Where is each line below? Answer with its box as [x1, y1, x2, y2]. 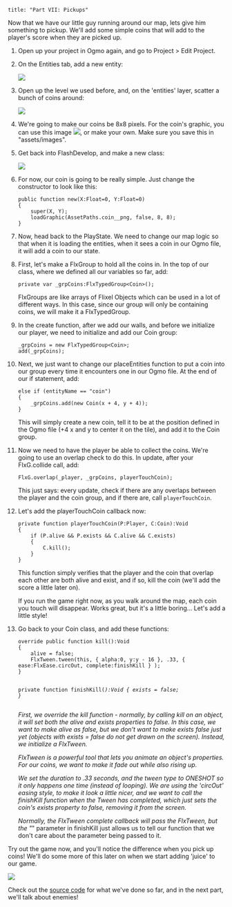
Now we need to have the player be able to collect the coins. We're [17, 446, 209, 454]
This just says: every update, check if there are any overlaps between [17, 487, 216, 494]
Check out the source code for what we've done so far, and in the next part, [8, 886, 224, 894]
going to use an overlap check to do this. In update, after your [17, 454, 194, 462]
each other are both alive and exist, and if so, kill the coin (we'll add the [17, 576, 221, 584]
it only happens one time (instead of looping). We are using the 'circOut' [17, 781, 224, 790]
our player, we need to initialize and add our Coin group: [17, 329, 178, 336]
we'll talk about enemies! [8, 893, 79, 901]
